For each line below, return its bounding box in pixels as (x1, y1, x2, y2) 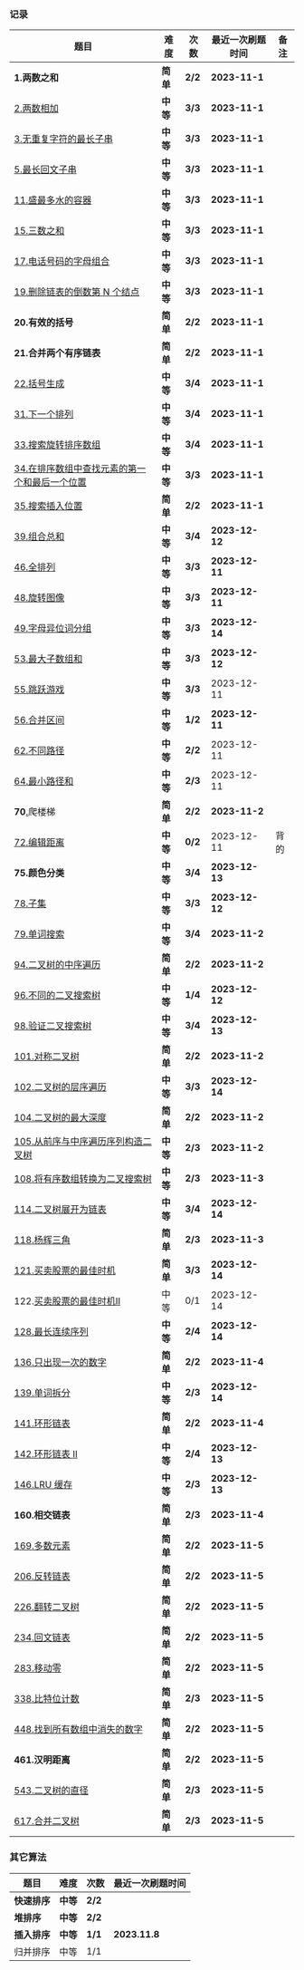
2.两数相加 (14, 102, 59, 115)
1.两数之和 (14, 72, 59, 84)
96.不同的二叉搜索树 (14, 990, 101, 1002)
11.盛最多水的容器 (14, 194, 92, 207)
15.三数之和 (14, 225, 65, 237)
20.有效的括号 (14, 316, 74, 329)
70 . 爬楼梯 (14, 806, 56, 818)
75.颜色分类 (14, 867, 65, 880)
